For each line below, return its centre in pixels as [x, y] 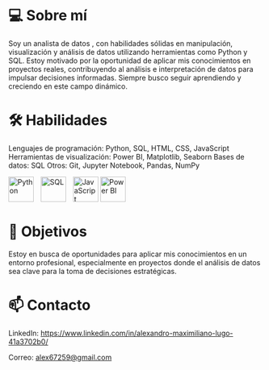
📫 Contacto [50, 305]
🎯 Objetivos [48, 232]
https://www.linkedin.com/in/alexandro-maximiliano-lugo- [137, 333]
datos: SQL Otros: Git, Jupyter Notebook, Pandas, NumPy [104, 165]
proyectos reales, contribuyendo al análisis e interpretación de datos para [131, 69]
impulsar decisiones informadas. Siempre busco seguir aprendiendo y [125, 77]
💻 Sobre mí [48, 16]
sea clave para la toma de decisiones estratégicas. [92, 271]
